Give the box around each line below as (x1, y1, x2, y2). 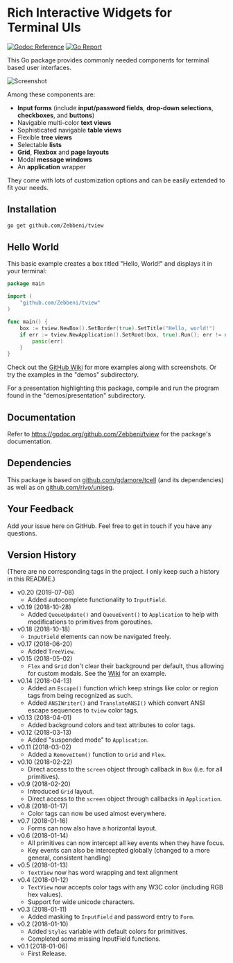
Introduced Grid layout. (27, 787, 94, 796)
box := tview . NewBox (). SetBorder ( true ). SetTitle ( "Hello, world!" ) (19, 325, 216, 332)
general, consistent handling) (27, 853, 112, 862)
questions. (7, 529, 37, 537)
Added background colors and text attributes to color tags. (27, 721, 196, 729)
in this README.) (7, 574, 55, 583)
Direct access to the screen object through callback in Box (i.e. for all (27, 765, 223, 774)
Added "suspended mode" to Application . (27, 735, 149, 744)
